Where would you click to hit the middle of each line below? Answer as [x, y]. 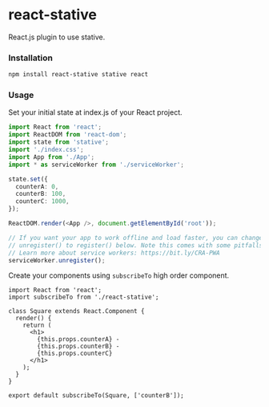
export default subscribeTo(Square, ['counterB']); [96, 396]
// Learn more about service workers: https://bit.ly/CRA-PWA [114, 253]
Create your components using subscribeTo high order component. [119, 275]
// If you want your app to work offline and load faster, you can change [136, 238]
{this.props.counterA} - [78, 340]
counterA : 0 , [37, 186]
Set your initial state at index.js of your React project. [95, 112]
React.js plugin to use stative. [57, 37]
